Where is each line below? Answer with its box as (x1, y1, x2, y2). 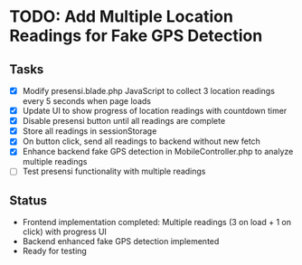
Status (9, 193, 48, 208)
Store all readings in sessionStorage (22, 126, 157, 137)
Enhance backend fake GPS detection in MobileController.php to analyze (22, 147, 294, 157)
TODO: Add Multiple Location (9, 6, 233, 27)
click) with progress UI (22, 226, 107, 237)
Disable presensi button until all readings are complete (22, 116, 226, 127)
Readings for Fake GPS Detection (9, 25, 263, 46)
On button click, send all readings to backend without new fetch (22, 136, 260, 147)
